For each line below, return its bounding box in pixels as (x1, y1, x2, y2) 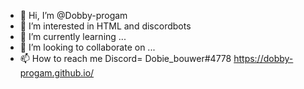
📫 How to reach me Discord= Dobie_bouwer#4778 (19, 53, 232, 64)
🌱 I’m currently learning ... (19, 31, 127, 42)
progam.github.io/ (19, 67, 95, 79)
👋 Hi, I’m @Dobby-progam (19, 10, 128, 21)
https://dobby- (233, 53, 294, 64)
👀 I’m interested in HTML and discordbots (19, 20, 192, 32)
